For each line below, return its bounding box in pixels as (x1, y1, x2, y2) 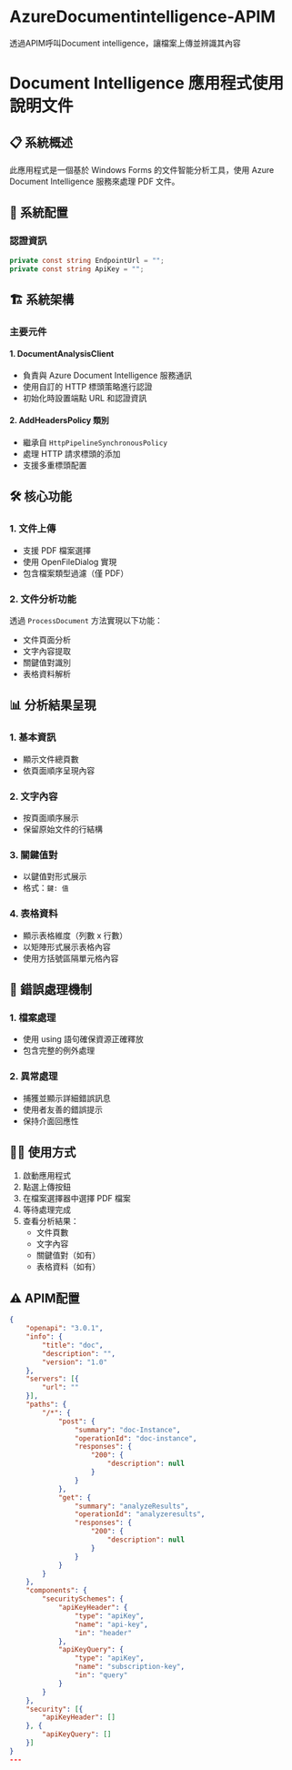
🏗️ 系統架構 (9, 291, 75, 307)
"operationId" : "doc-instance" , (74, 1433, 197, 1443)
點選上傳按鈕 (22, 1181, 71, 1193)
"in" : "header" (74, 1628, 132, 1637)
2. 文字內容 (9, 790, 58, 803)
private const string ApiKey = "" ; (9, 264, 145, 274)
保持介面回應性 (22, 1115, 79, 1126)
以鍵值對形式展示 (22, 871, 87, 882)
